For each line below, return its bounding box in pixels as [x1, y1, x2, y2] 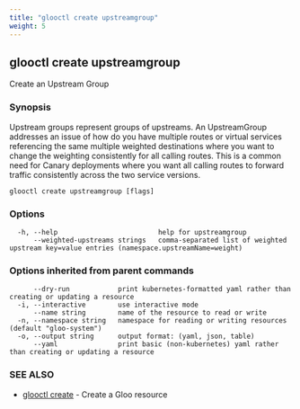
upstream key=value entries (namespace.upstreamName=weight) [9, 244, 243, 253]
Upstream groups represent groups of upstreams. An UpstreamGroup [9, 121, 268, 132]
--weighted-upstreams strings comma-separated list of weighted [32, 236, 287, 245]
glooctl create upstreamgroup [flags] [9, 186, 154, 196]
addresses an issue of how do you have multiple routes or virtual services [9, 131, 283, 142]
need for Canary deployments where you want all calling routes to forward [9, 159, 285, 171]
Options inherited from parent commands [9, 264, 195, 277]
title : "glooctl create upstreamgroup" [9, 13, 159, 22]
